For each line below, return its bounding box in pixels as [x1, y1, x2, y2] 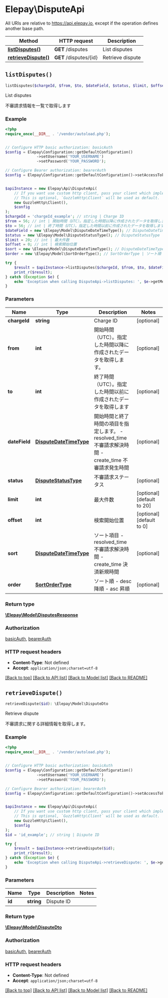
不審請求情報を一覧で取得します [5, 102, 71, 108]
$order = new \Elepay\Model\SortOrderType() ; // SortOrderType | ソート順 [5, 251, 161, 256]
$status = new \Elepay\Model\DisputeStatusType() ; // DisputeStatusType [5, 232, 160, 238]
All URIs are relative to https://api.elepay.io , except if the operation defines [5, 20, 158, 26]
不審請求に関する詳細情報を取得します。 [5, 721, 88, 727]
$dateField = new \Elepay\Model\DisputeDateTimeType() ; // [5, 228, 131, 233]
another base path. [5, 25, 44, 31]
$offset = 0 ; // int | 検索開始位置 [5, 242, 77, 247]
